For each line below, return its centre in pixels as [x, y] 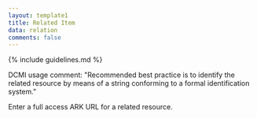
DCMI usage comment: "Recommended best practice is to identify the [122, 75]
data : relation [33, 30]
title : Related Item [42, 23]
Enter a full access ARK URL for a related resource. [90, 107]
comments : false [35, 37]
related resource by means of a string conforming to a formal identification [129, 83]
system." [22, 92]
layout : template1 [38, 15]
